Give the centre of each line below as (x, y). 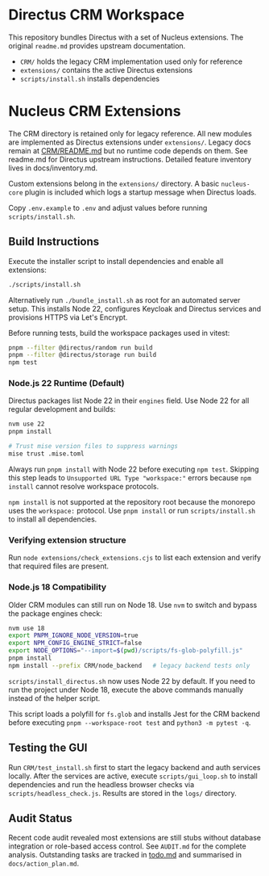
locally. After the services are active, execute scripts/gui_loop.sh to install (133, 776)
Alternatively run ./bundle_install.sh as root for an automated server (124, 300)
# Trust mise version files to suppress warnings (93, 446)
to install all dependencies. (53, 519)
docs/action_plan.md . (44, 863)
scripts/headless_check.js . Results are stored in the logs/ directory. (122, 793)
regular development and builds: (62, 409)
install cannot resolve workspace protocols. (84, 486)
